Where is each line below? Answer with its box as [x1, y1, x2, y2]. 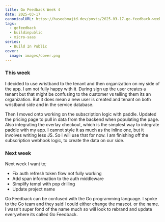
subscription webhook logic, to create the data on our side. [5, 137, 125, 143]
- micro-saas [9, 35, 36, 40]
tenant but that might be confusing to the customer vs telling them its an [5, 91, 151, 97]
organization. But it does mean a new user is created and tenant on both [5, 96, 151, 102]
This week [5, 70, 30, 76]
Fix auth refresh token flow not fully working [12, 170, 102, 176]
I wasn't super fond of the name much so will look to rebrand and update [5, 206, 152, 212]
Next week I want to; [5, 161, 47, 167]
